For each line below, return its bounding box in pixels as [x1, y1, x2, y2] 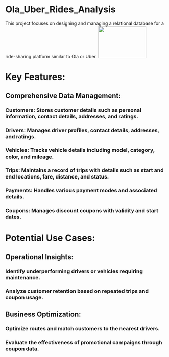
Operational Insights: [5, 252, 74, 261]
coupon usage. [5, 294, 43, 301]
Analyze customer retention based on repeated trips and [5, 288, 149, 295]
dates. [5, 213, 22, 220]
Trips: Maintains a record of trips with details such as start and [5, 167, 164, 174]
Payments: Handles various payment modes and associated [5, 187, 157, 194]
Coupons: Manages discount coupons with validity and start [5, 207, 158, 214]
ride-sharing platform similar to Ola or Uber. [5, 53, 97, 59]
